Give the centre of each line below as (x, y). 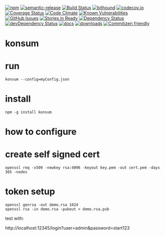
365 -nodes (16, 172)
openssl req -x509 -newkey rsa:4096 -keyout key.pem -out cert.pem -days (83, 168)
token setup (30, 192)
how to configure (41, 132)
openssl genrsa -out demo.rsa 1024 (42, 205)
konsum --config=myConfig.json (37, 79)
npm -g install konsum (28, 112)
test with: (15, 219)
